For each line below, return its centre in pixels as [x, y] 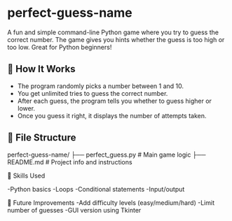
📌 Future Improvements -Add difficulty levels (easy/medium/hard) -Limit [111, 202]
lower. [26, 108]
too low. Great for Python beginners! [60, 47]
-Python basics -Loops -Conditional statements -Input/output [96, 189]
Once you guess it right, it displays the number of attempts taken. [112, 115]
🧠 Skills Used [26, 176]
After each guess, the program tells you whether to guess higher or [115, 101]
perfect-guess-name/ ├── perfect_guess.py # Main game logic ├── [107, 155]
